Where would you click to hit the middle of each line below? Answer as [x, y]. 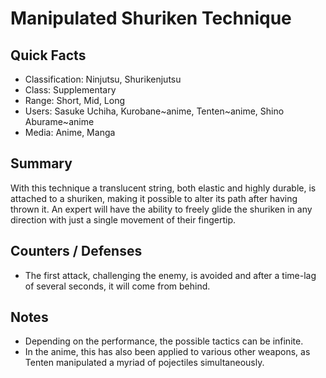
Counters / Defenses [76, 251]
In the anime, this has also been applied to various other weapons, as [167, 352]
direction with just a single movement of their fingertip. [123, 219]
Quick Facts [48, 55]
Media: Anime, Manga [70, 132]
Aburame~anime [59, 121]
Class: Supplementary [70, 90]
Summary [41, 163]
